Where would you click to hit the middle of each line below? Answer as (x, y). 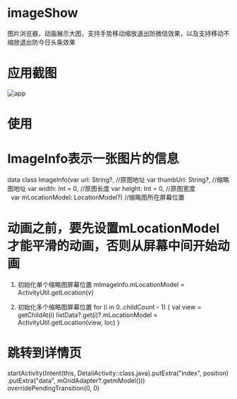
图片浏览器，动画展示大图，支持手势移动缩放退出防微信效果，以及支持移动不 (119, 33)
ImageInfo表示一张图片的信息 (93, 159)
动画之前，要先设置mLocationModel (114, 229)
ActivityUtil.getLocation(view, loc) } (68, 322)
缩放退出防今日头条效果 (41, 42)
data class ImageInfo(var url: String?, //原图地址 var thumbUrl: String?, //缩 (115, 180)
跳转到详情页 (45, 353)
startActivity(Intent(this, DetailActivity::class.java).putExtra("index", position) (118, 373)
